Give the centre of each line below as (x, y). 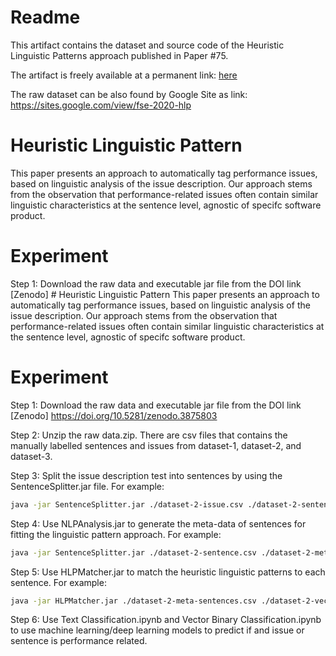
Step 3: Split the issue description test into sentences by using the (146, 475)
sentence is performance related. (79, 641)
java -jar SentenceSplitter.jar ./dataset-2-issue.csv (127, 504)
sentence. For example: (58, 582)
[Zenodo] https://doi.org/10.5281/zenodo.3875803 (114, 415)
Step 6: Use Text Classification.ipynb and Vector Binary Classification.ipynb (166, 620)
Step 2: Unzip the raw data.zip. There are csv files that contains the (149, 435)
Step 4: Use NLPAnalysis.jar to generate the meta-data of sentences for (158, 523)
